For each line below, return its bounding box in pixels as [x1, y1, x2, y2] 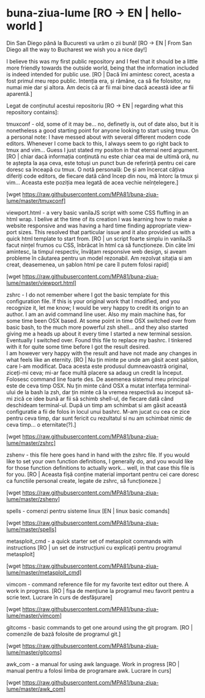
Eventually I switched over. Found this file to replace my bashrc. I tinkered [6, 336, 192, 343]
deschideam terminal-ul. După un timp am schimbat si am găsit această [6, 401, 187, 409]
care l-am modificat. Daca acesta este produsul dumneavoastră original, [6, 362, 188, 370]
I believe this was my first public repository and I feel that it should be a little [6, 57, 198, 65]
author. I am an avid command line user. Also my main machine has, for [6, 310, 186, 318]
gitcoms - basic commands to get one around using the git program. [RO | [6, 623, 193, 631]
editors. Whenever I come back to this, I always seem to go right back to [6, 139, 189, 147]
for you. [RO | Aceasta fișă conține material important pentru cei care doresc [6, 471, 199, 478]
